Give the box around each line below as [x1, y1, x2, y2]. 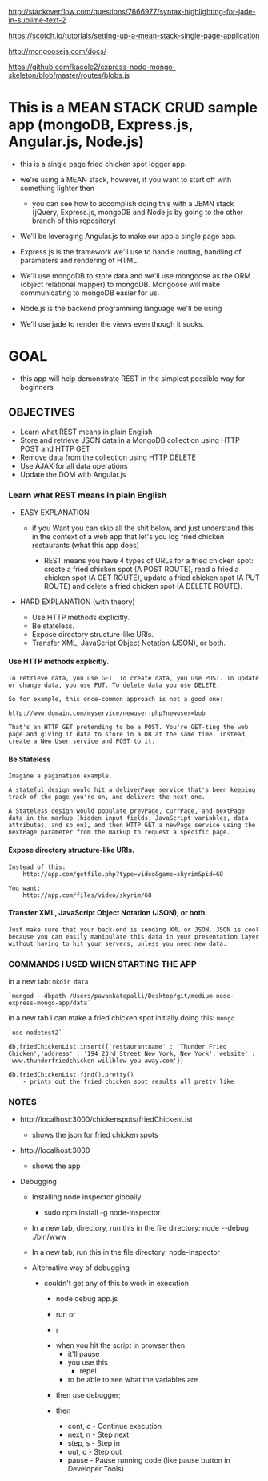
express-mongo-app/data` [8, 999, 91, 1008]
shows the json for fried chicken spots [31, 1130, 158, 1140]
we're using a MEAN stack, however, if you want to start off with [19, 174, 232, 184]
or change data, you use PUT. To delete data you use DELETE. [8, 681, 220, 689]
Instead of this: [8, 862, 66, 871]
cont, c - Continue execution [67, 1422, 162, 1431]
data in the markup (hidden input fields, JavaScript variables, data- [8, 814, 252, 822]
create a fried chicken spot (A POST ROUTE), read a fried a [43, 564, 239, 574]
